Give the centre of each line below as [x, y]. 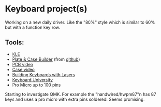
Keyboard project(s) [46, 9]
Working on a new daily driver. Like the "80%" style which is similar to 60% [80, 22]
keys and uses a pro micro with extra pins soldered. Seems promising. [75, 99]
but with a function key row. [33, 27]
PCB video [22, 64]
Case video [23, 69]
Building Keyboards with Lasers [43, 74]
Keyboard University [32, 80]
